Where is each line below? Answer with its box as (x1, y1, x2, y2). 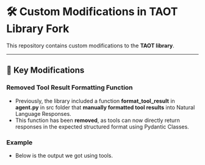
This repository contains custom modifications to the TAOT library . (6, 42, 175, 49)
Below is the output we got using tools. (15, 152, 113, 159)
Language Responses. (15, 110, 71, 117)
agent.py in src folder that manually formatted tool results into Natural (15, 104, 195, 111)
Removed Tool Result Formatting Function (6, 83, 133, 92)
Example (6, 138, 33, 146)
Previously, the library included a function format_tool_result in (15, 97, 175, 104)
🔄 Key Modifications (6, 65, 85, 76)
